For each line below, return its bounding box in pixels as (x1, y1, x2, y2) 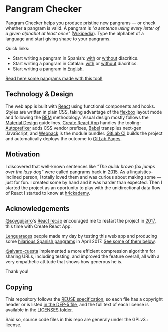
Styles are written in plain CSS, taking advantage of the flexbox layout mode (5, 108, 162, 115)
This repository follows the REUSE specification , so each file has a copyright (5, 296, 163, 302)
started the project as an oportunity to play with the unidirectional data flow (5, 184, 161, 191)
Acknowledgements (5, 204, 70, 213)
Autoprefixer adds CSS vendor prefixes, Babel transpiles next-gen (5, 125, 142, 131)
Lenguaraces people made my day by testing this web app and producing (5, 233, 157, 239)
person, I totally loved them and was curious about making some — (22, 174, 162, 180)
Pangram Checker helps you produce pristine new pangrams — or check (5, 20, 156, 26)
